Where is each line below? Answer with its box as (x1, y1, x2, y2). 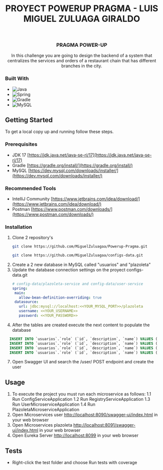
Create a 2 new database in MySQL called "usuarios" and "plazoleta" (12, 262, 151, 267)
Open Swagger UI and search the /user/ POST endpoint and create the (12, 359, 154, 365)
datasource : (14, 300, 39, 304)
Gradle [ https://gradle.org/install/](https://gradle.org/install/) (12, 162, 133, 168)
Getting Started (5, 115, 53, 124)
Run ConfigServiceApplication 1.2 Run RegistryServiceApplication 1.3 (12, 396, 150, 402)
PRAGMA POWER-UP (56, 41, 108, 48)
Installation (5, 224, 33, 230)
